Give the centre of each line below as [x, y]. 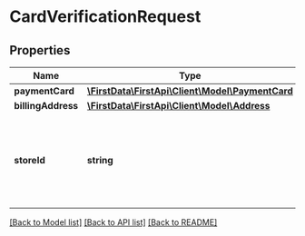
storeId [30, 160]
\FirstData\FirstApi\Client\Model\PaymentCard [190, 91]
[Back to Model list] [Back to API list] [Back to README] [113, 222]
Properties [40, 50]
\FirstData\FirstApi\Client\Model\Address [178, 106]
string [100, 160]
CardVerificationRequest [105, 17]
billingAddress [46, 106]
